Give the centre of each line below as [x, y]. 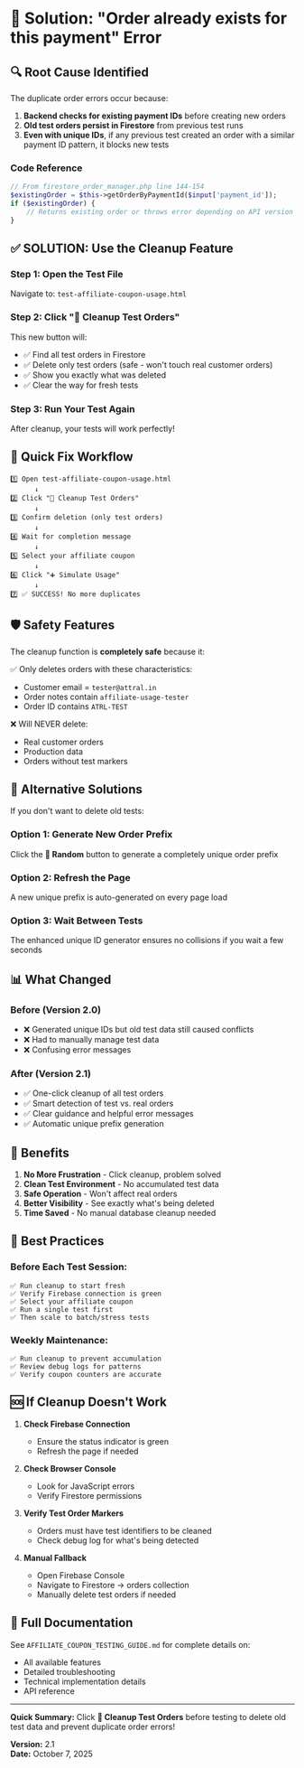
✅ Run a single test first [62, 1309]
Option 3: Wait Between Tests [77, 921]
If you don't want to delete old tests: [77, 811]
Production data [53, 751]
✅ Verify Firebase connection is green [86, 1294]
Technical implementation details [85, 1681]
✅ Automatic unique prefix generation [94, 1124]
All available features [62, 1662]
